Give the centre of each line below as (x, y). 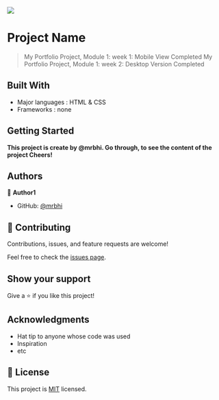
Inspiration (32, 343)
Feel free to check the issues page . (56, 258)
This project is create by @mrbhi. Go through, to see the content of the (109, 147)
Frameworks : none (44, 109)
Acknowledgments (49, 320)
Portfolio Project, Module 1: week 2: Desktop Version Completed (114, 64)
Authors (25, 176)
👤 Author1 (22, 192)
